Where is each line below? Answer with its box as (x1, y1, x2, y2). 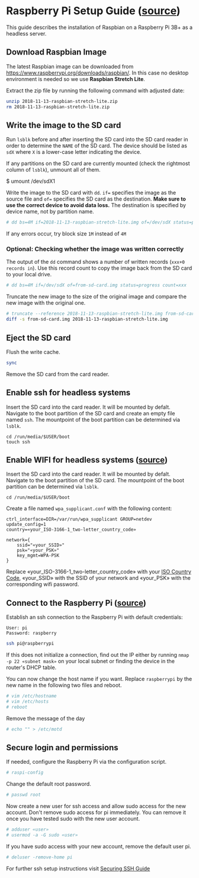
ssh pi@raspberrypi (6, 641, 54, 647)
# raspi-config (6, 770, 44, 776)
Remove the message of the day (6, 715, 85, 722)
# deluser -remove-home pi (6, 854, 73, 860)
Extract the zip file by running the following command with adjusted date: (6, 87, 185, 94)
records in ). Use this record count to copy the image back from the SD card (6, 264, 192, 272)
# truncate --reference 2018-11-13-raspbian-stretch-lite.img (6, 311, 163, 317)
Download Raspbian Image (6, 47, 107, 57)
